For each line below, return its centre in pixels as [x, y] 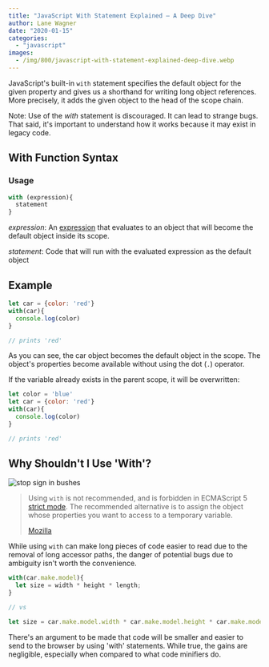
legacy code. [30, 132]
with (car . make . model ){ [46, 578]
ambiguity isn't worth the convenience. [73, 563]
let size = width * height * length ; [78, 585]
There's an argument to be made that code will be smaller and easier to [126, 637]
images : [21, 53]
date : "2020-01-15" [41, 30]
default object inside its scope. [59, 236]
